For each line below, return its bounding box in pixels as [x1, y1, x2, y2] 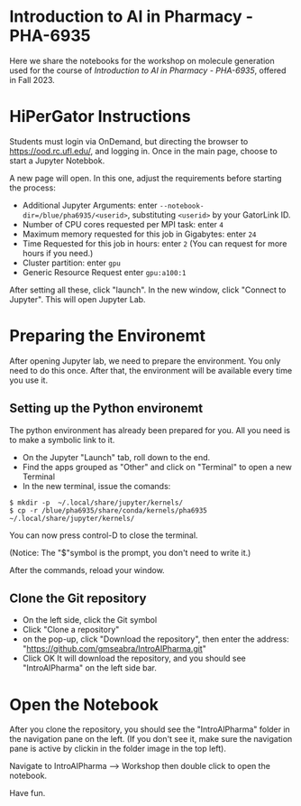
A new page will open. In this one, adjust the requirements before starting [9, 172, 282, 183]
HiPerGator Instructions [9, 107, 191, 127]
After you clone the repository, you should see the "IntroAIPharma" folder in [9, 724, 290, 735]
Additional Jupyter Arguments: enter [22, 199, 158, 210]
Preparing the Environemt [9, 326, 205, 347]
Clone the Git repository [9, 591, 147, 607]
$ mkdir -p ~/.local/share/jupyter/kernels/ [9, 498, 183, 507]
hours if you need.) [22, 247, 94, 258]
